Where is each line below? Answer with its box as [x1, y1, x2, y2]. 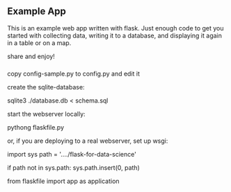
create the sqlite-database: [7, 82, 85, 91]
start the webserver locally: [7, 110, 86, 118]
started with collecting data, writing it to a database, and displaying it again [7, 31, 223, 40]
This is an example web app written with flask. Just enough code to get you [7, 24, 224, 32]
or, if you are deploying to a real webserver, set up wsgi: [7, 137, 168, 145]
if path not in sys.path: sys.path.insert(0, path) [7, 163, 141, 172]
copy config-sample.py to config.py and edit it [7, 69, 141, 78]
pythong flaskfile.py [7, 123, 65, 131]
